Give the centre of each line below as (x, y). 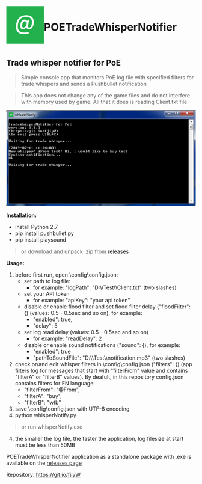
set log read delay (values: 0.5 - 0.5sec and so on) (86, 332)
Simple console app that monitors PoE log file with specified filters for (107, 77)
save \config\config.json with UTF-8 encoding (72, 409)
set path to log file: (47, 281)
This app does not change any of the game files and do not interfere (106, 95)
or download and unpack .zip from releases (75, 251)
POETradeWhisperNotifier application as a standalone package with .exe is (99, 456)
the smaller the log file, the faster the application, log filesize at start (99, 438)
